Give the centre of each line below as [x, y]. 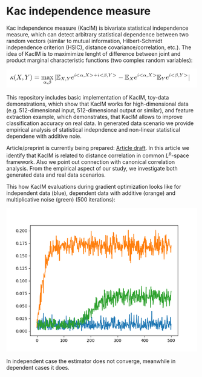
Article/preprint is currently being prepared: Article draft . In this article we [98, 148]
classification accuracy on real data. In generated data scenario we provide [100, 123]
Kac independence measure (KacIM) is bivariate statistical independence [97, 28]
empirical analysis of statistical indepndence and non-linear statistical [93, 130]
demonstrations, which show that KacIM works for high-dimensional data [97, 104]
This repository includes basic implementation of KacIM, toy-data [88, 98]
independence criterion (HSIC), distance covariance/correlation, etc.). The [99, 47]
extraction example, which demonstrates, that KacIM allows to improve [95, 117]
